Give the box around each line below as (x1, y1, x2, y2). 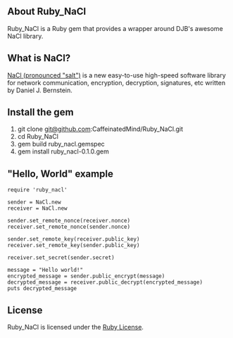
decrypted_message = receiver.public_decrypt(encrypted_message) (7, 279, 203, 286)
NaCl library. (7, 32, 44, 40)
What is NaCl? (7, 52, 71, 64)
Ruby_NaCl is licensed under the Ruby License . (7, 323, 144, 332)
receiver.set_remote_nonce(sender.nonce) (7, 223, 131, 231)
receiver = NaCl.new (7, 205, 68, 212)
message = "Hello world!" (7, 267, 83, 274)
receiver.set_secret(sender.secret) (7, 254, 115, 261)
